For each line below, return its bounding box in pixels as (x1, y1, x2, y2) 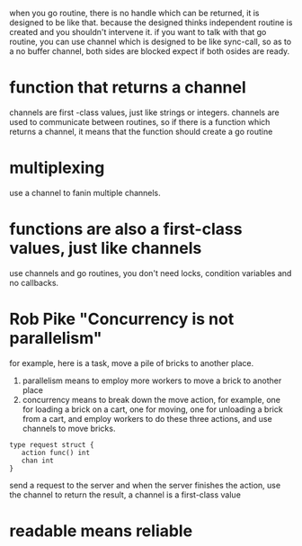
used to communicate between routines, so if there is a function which (9, 116, 271, 127)
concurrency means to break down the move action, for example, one (22, 394, 281, 405)
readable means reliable (9, 521, 193, 541)
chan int (21, 456, 54, 465)
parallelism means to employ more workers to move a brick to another (22, 375, 282, 386)
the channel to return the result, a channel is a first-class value (9, 489, 241, 500)
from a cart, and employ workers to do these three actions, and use (22, 413, 272, 424)
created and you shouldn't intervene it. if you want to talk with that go (9, 27, 267, 37)
